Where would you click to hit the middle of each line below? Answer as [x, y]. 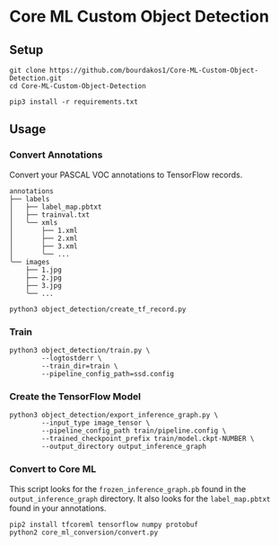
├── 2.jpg [44, 277]
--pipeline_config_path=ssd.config [108, 374]
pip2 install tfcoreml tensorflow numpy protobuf [104, 524]
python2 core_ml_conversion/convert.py [84, 533]
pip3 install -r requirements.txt [74, 102]
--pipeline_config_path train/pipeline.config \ [134, 431]
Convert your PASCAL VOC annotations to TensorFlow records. [126, 175]
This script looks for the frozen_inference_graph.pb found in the [128, 488]
